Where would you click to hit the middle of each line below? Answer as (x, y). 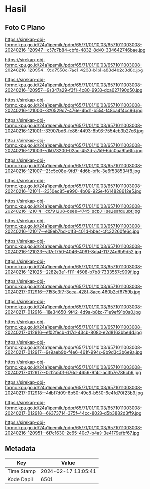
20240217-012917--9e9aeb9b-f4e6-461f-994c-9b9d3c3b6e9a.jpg (74, 352)
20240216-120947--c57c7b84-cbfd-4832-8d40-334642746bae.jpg (75, 50)
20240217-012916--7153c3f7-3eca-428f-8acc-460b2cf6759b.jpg (73, 292)
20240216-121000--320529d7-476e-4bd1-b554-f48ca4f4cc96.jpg (74, 110)
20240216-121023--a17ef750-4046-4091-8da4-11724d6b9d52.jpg (73, 251)
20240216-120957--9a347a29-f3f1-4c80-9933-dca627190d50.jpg (74, 90)
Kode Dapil (20, 479)
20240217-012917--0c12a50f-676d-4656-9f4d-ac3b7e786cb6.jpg (73, 373)
